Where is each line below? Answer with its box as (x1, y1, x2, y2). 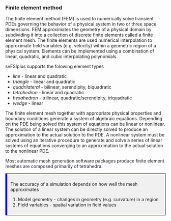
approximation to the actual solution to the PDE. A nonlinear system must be (5, 132, 165, 138)
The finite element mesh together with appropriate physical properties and (5, 110, 161, 116)
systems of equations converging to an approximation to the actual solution (5, 143, 163, 149)
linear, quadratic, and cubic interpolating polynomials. (5, 53, 118, 60)
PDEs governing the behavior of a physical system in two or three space (5, 21, 157, 27)
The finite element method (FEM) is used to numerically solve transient (5, 16, 154, 22)
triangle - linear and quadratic (12, 78, 75, 85)
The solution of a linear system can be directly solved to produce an (5, 126, 148, 132)
